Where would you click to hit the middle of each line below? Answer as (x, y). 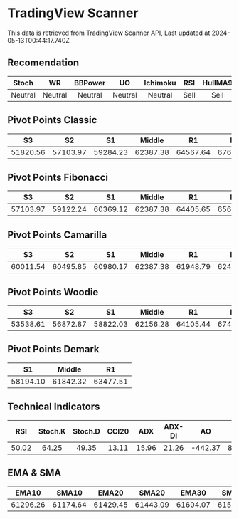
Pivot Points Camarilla (57, 235)
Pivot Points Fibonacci (58, 177)
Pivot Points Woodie (53, 292)
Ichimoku (160, 83)
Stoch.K (52, 431)
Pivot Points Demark (53, 349)
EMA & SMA (34, 473)
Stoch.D (86, 431)
